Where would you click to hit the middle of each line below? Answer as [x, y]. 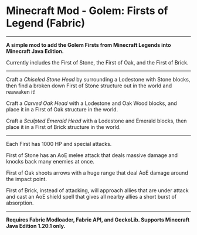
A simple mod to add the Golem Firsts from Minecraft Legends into [89, 45]
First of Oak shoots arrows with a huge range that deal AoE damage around [97, 173]
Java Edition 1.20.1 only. [36, 226]
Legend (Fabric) [46, 23]
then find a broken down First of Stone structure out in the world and [89, 86]
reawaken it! [21, 91]
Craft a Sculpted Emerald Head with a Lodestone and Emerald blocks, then [96, 121]
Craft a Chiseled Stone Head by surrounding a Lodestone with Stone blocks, [98, 79]
